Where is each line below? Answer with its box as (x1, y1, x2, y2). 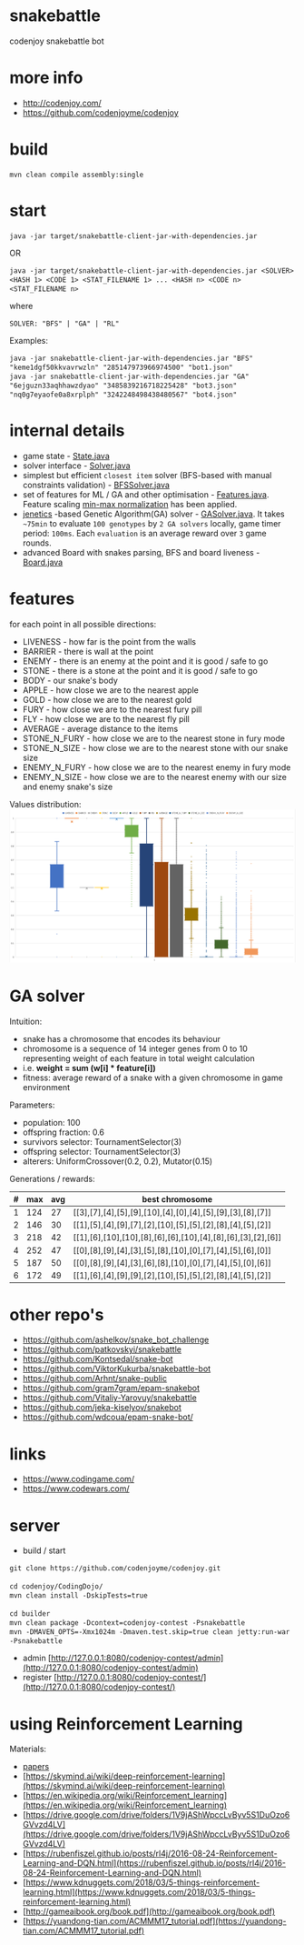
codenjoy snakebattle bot (9, 35, 104, 46)
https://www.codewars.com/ (22, 1483, 130, 1494)
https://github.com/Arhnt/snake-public (22, 1373, 168, 1384)
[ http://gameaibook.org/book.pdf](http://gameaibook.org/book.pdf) (22, 1906, 276, 1917)
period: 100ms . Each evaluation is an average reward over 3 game (22, 527, 267, 538)
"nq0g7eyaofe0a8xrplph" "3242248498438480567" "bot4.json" (9, 390, 238, 399)
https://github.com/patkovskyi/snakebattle (22, 1344, 181, 1355)
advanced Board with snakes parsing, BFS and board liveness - (22, 546, 260, 557)
